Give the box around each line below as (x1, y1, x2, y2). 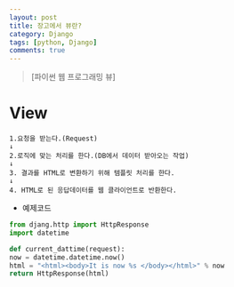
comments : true (9, 46, 66, 55)
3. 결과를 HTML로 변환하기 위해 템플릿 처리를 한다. (9, 169, 175, 178)
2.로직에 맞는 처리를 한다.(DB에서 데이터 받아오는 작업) (9, 152, 190, 161)
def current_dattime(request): (9, 244, 125, 253)
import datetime (9, 228, 69, 237)
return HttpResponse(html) (9, 269, 109, 278)
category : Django (9, 29, 74, 38)
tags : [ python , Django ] (9, 37, 98, 47)
